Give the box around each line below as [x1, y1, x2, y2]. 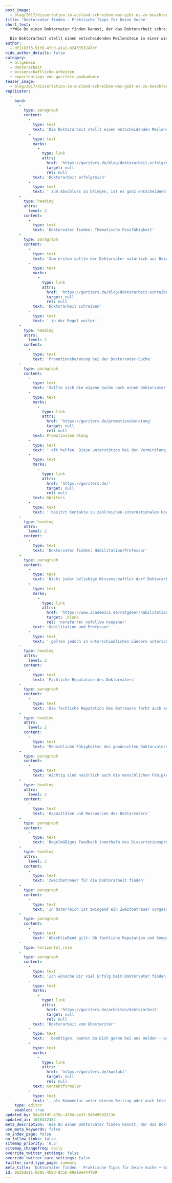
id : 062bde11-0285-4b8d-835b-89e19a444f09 [5, 1170, 97, 1175]
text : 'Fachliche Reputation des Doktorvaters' [32, 677, 137, 682]
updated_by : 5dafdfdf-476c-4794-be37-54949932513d [5, 1113, 116, 1118]
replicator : [5, 89, 31, 94]
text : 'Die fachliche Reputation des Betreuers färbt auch [32, 705, 161, 711]
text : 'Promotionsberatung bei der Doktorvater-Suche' [32, 356, 153, 362]
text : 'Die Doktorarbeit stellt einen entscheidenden [32, 127, 150, 132]
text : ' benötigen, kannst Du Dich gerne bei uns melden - [32, 1036, 161, 1041]
